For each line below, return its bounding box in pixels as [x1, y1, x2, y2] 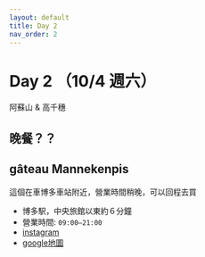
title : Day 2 [9, 21, 58, 30]
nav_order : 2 [9, 29, 58, 38]
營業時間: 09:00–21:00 [21, 216, 102, 228]
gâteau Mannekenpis [9, 162, 129, 177]
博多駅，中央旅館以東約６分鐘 [21, 205, 132, 216]
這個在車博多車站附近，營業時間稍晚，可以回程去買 [9, 187, 197, 197]
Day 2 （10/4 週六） [9, 70, 157, 91]
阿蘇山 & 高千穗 [9, 102, 66, 112]
